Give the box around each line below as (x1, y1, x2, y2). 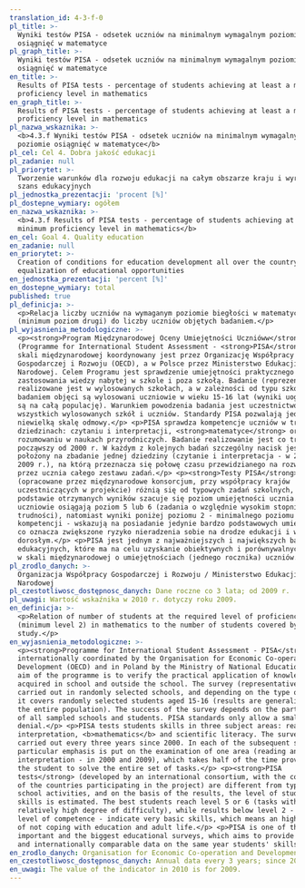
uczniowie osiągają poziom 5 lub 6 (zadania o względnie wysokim (17, 503, 271, 512)
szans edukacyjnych (17, 182, 92, 191)
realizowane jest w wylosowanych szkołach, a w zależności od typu (17, 385, 279, 394)
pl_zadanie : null (9, 156, 75, 166)
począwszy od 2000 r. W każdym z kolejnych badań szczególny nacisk (17, 444, 282, 453)
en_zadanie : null (9, 241, 75, 250)
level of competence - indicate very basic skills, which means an (17, 815, 279, 824)
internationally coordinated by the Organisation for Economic (17, 654, 261, 663)
